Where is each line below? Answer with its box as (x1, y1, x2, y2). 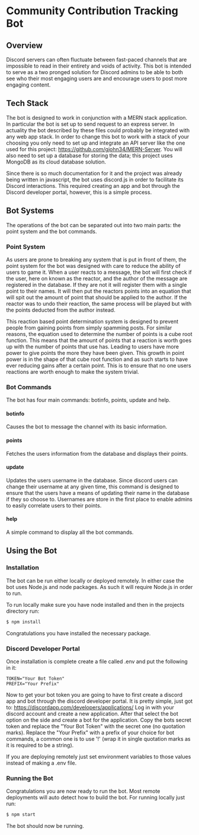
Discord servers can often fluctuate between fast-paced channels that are (6, 56, 187, 63)
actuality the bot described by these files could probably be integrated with (6, 126, 190, 134)
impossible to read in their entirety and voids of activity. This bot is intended (6, 62, 191, 69)
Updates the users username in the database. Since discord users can (6, 476, 178, 484)
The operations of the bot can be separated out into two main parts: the (6, 221, 181, 229)
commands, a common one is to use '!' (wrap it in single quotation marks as (6, 735, 191, 742)
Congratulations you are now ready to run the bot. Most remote (6, 788, 161, 795)
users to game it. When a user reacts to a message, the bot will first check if (6, 268, 192, 276)
